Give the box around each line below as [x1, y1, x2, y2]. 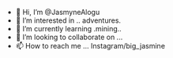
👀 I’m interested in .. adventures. [15, 16, 121, 25]
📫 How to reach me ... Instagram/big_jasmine [15, 42, 166, 50]
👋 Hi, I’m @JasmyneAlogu [15, 8, 100, 16]
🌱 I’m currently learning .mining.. [15, 24, 122, 33]
